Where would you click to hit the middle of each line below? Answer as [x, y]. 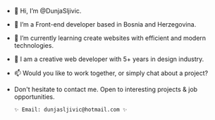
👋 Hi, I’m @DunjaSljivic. [48, 11]
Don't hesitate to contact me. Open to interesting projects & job [106, 89]
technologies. [34, 45]
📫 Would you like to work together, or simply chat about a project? [111, 73]
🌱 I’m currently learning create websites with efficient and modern [110, 38]
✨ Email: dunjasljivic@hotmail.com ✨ [70, 109]
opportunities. [34, 97]
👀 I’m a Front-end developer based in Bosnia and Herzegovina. [105, 24]
